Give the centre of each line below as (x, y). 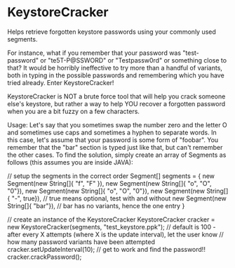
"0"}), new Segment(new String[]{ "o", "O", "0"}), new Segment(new (106, 191)
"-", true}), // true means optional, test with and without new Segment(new (119, 198)
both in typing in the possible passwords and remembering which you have (116, 75)
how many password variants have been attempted (81, 242)
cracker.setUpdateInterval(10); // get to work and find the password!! (106, 249)
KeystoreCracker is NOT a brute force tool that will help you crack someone (116, 96)
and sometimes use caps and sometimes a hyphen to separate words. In (112, 132)
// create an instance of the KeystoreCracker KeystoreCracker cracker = (111, 219)
